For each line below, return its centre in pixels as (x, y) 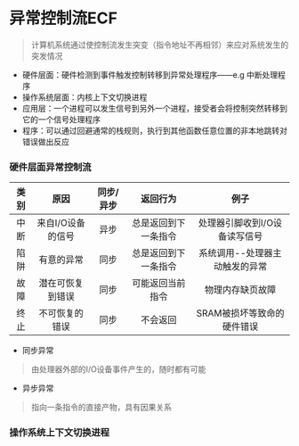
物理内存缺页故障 (240, 290)
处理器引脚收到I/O (236, 223)
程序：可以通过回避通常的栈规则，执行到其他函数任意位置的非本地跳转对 (154, 130)
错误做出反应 (45, 141)
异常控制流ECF (64, 18)
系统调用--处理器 (236, 253)
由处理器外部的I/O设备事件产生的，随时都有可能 (118, 369)
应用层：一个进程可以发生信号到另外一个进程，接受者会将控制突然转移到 (154, 108)
